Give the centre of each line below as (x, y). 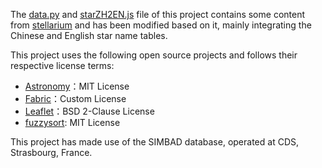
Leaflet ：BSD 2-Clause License (89, 111)
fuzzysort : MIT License (72, 122)
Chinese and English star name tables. (89, 35)
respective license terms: (62, 65)
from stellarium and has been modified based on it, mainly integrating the (161, 25)
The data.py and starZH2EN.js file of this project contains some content (158, 14)
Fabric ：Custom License (75, 98)
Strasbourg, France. (51, 152)
